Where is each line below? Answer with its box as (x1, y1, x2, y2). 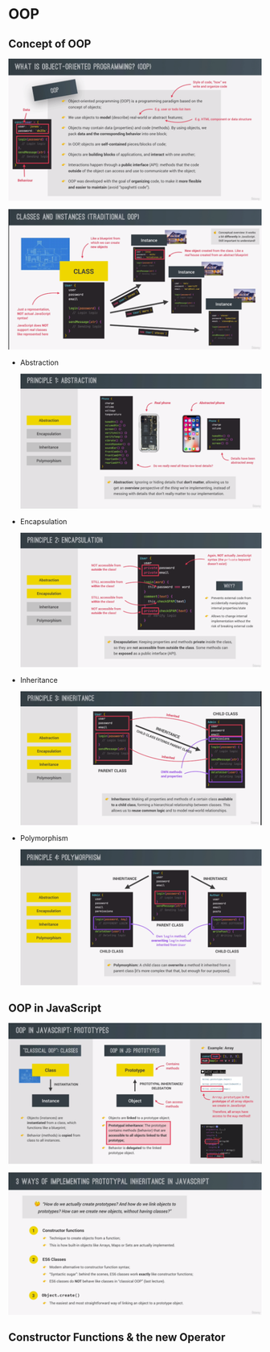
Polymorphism (19, 833, 68, 843)
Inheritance (19, 675, 59, 684)
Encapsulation (19, 516, 67, 526)
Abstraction (19, 358, 59, 367)
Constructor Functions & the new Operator (8, 1330, 226, 1345)
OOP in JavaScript (8, 1001, 102, 1015)
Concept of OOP (8, 37, 92, 51)
